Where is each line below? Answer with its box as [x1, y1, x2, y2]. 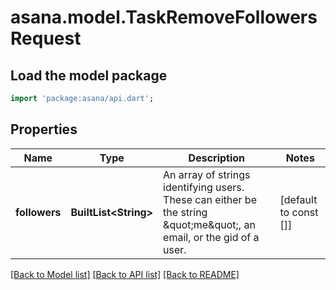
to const [279, 205, 319, 219]
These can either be [163, 192, 257, 206]
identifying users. [163, 180, 245, 194]
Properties [10, 121, 78, 138]
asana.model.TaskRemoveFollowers [10, 6, 318, 29]
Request [10, 27, 82, 50]
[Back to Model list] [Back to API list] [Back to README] [10, 268, 240, 280]
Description [188, 151, 246, 165]
